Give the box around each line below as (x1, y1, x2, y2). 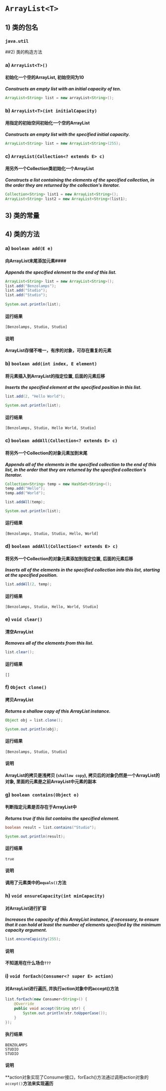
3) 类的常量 (5, 211, 40, 220)
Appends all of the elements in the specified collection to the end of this (5, 461, 157, 467)
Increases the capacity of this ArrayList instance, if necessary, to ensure (5, 916, 160, 922)
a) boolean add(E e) (5, 245, 53, 252)
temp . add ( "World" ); (5, 490, 46, 496)
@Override (14, 1001, 35, 1007)
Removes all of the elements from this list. (5, 640, 94, 646)
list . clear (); (5, 650, 35, 655)
